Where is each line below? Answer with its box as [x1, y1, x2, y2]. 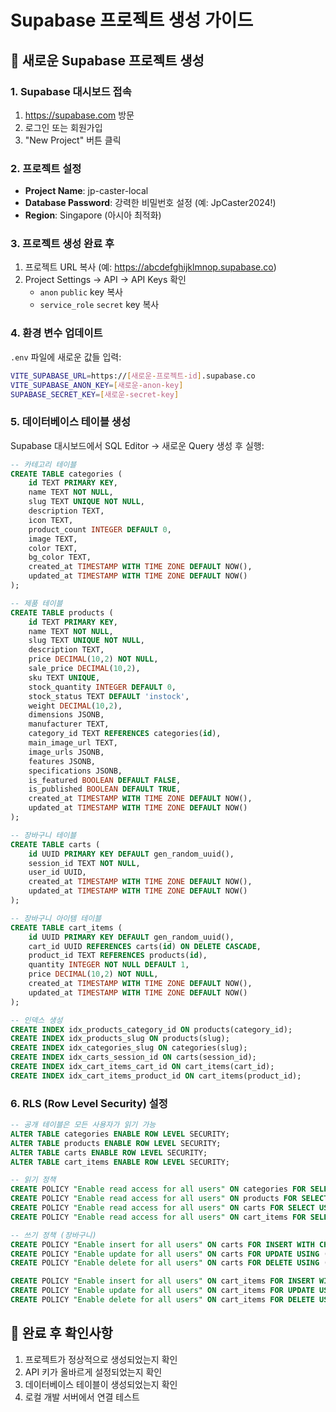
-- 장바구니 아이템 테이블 [10, 913, 102, 923]
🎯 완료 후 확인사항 [10, 1325, 113, 1342]
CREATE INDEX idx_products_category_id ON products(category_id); [10, 1024, 293, 1035]
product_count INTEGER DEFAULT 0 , [28, 524, 172, 535]
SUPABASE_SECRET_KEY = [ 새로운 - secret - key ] [10, 389, 180, 400]
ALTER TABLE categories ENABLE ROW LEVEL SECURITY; [10, 1129, 230, 1139]
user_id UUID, [28, 867, 87, 878]
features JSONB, [28, 756, 97, 766]
